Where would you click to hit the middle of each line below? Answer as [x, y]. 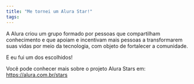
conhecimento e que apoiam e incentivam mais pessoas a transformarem [94, 40]
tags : [13, 17]
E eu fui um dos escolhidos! [39, 57]
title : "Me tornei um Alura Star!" [49, 11]
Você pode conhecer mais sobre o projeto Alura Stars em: [76, 68]
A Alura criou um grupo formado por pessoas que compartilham [83, 33]
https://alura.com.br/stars [37, 75]
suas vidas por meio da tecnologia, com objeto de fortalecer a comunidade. [97, 46]
